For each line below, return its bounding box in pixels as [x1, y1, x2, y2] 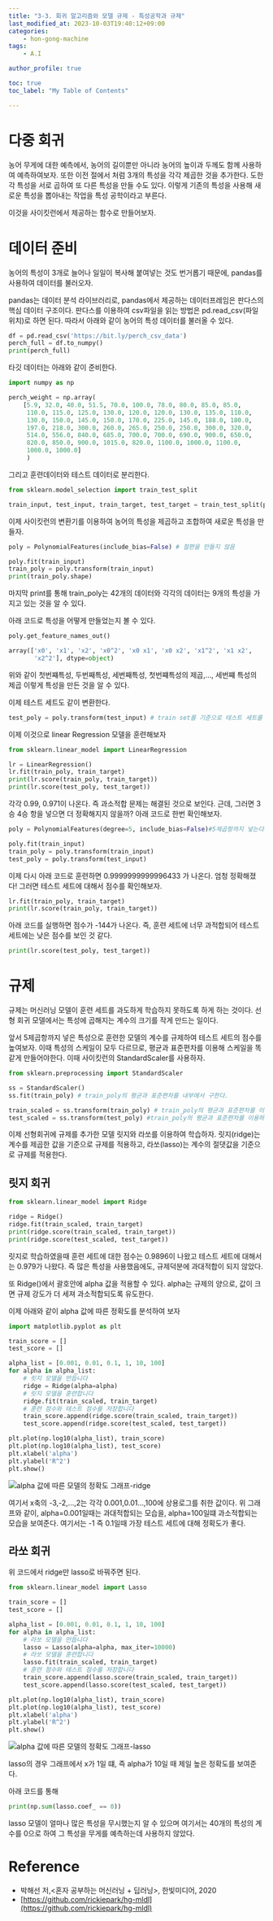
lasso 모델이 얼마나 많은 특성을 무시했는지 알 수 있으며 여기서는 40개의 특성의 [8, 1818, 254, 1828]
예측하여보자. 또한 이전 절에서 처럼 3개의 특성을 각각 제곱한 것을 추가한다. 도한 [16, 170, 264, 180]
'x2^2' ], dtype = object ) [33, 654, 115, 662]
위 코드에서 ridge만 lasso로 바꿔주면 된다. [8, 1567, 141, 1577]
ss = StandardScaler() [8, 1084, 85, 1092]
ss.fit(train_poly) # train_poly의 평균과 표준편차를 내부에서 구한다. [8, 1091, 229, 1099]
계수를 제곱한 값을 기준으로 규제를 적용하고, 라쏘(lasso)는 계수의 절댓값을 [8, 1140, 240, 1150]
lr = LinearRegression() [8, 760, 93, 769]
